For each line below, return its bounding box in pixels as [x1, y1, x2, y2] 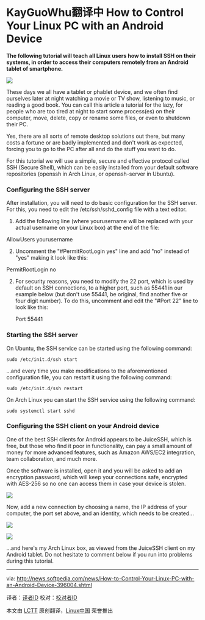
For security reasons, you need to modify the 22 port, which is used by [15, 278, 194, 285]
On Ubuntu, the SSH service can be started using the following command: [6, 344, 192, 352]
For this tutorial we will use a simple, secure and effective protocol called [6, 157, 190, 165]
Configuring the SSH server [6, 185, 90, 194]
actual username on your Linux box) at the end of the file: [15, 224, 160, 232]
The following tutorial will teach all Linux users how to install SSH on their [6, 52, 196, 59]
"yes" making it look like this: [15, 254, 88, 262]
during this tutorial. [6, 557, 54, 565]
